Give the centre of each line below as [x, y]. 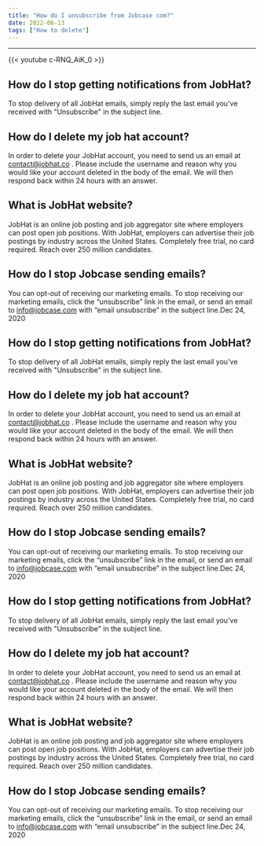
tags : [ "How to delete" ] [49, 30]
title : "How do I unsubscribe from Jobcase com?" [91, 15]
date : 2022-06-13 [37, 23]
